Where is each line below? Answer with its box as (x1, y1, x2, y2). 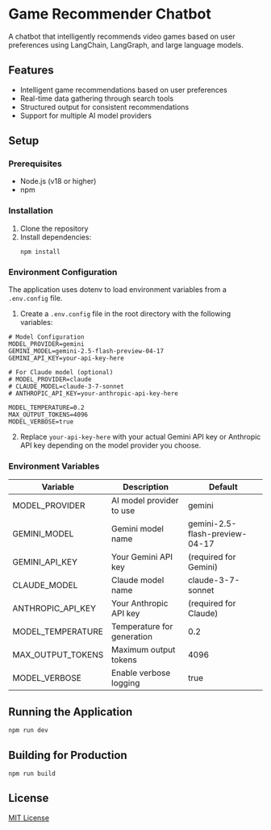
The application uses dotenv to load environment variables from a (8, 285, 227, 294)
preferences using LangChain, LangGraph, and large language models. (8, 40, 244, 49)
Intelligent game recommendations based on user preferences (19, 85, 227, 94)
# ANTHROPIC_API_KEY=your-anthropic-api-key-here (8, 390, 179, 398)
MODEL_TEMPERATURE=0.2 (8, 404, 85, 412)
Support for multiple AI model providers (19, 111, 152, 120)
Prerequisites (8, 158, 62, 169)
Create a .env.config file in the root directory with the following (19, 309, 231, 319)
